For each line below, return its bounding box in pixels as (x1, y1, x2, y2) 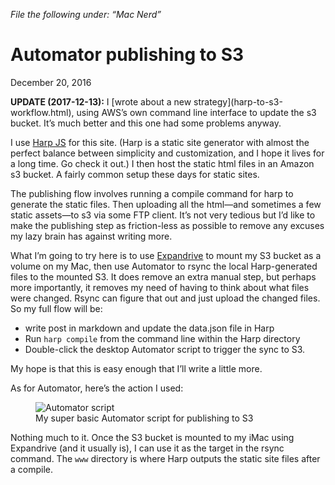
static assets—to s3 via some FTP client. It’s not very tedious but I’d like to (10, 209, 316, 221)
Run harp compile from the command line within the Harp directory (24, 332, 301, 344)
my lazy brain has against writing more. (10, 230, 173, 242)
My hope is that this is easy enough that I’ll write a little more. (10, 362, 263, 374)
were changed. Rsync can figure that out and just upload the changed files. (10, 292, 321, 304)
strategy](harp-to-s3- (193, 95, 283, 108)
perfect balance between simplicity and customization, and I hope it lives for (10, 147, 325, 159)
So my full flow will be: (10, 302, 103, 314)
